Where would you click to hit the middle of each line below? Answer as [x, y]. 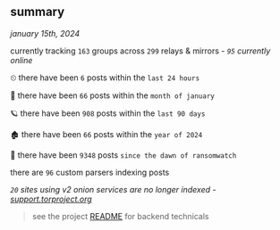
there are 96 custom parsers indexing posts [90, 172]
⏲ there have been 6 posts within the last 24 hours [105, 78]
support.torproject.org [51, 199]
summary [38, 12]
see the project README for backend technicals [120, 216]
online [21, 60]
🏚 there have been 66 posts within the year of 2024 [106, 134]
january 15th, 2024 [45, 33]
